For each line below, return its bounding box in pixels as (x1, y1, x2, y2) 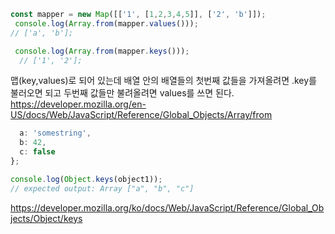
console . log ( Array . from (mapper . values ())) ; (14, 18, 199, 29)
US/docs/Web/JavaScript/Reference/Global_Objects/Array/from (10, 109, 273, 121)
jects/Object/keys (10, 212, 83, 224)
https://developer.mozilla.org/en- (10, 98, 147, 110)
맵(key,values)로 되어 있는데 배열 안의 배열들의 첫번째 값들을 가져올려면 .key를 (10, 75, 317, 87)
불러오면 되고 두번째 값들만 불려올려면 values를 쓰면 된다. (10, 87, 235, 99)
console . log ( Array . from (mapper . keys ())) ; (14, 46, 190, 56)
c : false (19, 147, 56, 157)
